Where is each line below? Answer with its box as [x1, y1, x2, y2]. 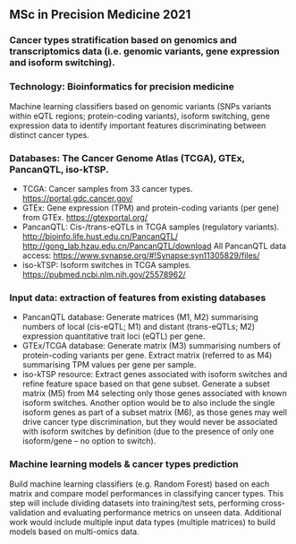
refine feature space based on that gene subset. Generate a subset [21, 378, 270, 389]
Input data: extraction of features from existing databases [9, 291, 266, 304]
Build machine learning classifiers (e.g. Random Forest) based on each [9, 479, 270, 489]
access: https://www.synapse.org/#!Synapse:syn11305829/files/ [21, 250, 260, 261]
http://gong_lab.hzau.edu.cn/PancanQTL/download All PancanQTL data [21, 240, 287, 251]
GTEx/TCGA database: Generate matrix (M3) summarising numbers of [21, 341, 281, 351]
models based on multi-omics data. [9, 526, 140, 537]
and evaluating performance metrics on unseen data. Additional [47, 506, 282, 518]
